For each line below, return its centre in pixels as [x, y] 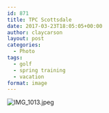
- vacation [29, 77]
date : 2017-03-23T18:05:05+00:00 [55, 26]
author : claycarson [35, 32]
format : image [27, 83]
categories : [24, 45]
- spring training [40, 70]
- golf [23, 64]
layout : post [26, 39]
